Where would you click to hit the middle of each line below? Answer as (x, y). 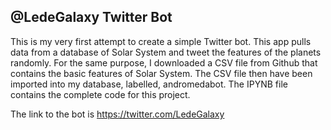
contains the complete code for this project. (100, 94)
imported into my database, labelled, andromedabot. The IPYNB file (149, 84)
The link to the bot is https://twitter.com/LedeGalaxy (117, 114)
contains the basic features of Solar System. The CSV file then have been (161, 73)
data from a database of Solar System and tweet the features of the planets (166, 52)
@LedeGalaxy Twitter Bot (91, 17)
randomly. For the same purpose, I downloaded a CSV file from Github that (164, 62)
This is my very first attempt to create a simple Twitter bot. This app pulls (161, 41)
